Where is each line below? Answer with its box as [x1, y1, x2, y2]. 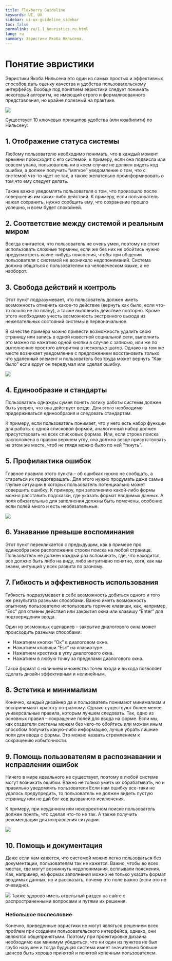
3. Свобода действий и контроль [5, 283, 117, 292]
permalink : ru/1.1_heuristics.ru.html [5, 27, 88, 32]
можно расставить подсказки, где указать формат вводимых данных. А [5, 492, 164, 498]
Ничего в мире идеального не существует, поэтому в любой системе [5, 774, 158, 780]
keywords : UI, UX [5, 12, 43, 17]
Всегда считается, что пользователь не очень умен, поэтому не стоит [5, 241, 160, 247]
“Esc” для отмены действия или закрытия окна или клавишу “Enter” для [5, 608, 163, 614]
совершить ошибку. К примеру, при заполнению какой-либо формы [5, 486, 156, 493]
